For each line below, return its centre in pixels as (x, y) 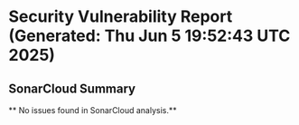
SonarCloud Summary (72, 88)
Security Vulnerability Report (121, 17)
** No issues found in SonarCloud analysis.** (93, 110)
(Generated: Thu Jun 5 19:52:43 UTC (149, 36)
